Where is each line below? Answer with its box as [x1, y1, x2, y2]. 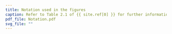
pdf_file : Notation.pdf [5, 16, 56, 21]
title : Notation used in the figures [5, 7, 86, 12]
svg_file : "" [5, 21, 33, 26]
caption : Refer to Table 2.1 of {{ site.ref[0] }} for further [5, 12, 143, 17]
